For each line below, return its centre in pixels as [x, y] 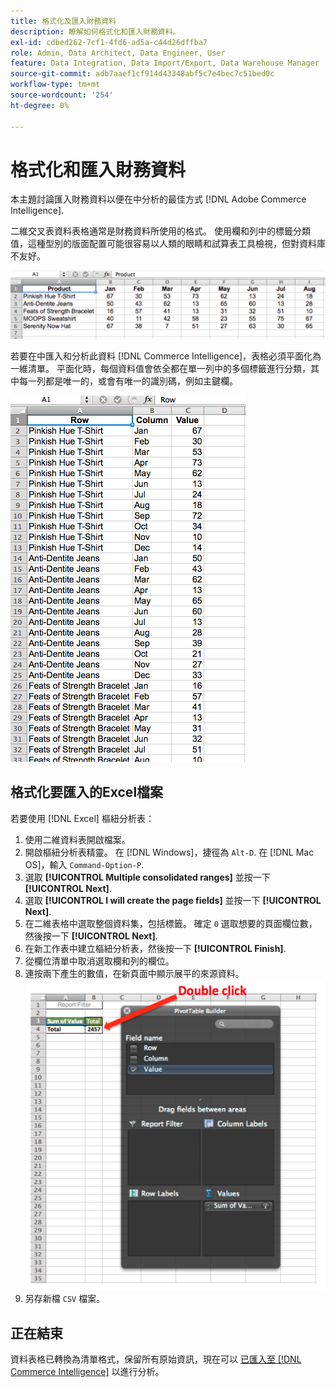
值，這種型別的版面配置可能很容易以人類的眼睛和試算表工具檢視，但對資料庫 [168, 244]
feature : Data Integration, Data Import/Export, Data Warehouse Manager [165, 63]
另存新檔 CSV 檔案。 [65, 1299]
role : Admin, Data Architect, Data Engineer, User [118, 53]
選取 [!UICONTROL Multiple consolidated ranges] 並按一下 [147, 877]
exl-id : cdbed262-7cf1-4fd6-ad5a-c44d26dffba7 [109, 42]
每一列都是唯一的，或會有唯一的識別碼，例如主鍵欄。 [128, 381]
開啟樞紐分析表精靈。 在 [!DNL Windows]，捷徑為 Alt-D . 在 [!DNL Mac [169, 852]
